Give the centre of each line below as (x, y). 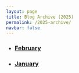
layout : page (22, 11)
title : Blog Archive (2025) (40, 17)
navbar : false (23, 28)
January (26, 64)
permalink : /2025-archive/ (39, 22)
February (28, 48)
